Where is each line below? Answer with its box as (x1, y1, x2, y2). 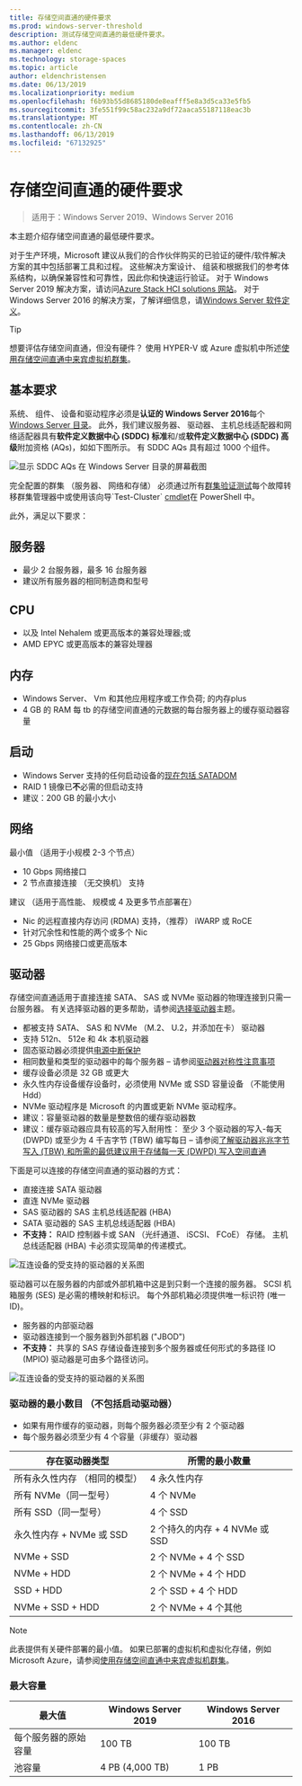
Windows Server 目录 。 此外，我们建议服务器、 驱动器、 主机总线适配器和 (9, 419, 285, 430)
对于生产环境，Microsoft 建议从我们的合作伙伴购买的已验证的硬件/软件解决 (9, 249, 286, 261)
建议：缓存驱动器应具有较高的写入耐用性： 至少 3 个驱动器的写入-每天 (22, 1124, 282, 1134)
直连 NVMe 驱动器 (22, 1195, 90, 1206)
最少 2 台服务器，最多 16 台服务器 (22, 564, 147, 575)
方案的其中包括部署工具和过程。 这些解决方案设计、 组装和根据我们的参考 (9, 261, 281, 271)
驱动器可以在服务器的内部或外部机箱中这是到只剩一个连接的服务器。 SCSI (9, 1278, 281, 1290)
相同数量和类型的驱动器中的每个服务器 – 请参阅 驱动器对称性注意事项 (22, 1056, 276, 1067)
